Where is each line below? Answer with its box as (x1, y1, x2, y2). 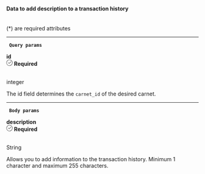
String (6, 144, 22, 151)
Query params (9, 43, 43, 49)
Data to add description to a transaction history (6, 5, 129, 12)
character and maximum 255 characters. (6, 162, 109, 170)
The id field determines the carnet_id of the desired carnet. (6, 90, 156, 97)
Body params (9, 108, 40, 114)
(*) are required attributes (6, 25, 71, 32)
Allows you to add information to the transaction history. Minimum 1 (6, 156, 176, 163)
